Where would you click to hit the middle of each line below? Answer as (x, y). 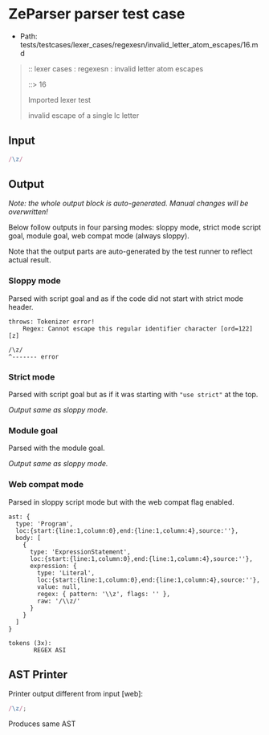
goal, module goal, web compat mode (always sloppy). (99, 236)
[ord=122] (236, 329)
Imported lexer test (59, 99)
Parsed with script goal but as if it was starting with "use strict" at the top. (133, 395)
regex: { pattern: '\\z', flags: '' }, (104, 594)
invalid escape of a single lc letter (84, 115)
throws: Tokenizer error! (51, 322)
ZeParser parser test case (97, 14)
